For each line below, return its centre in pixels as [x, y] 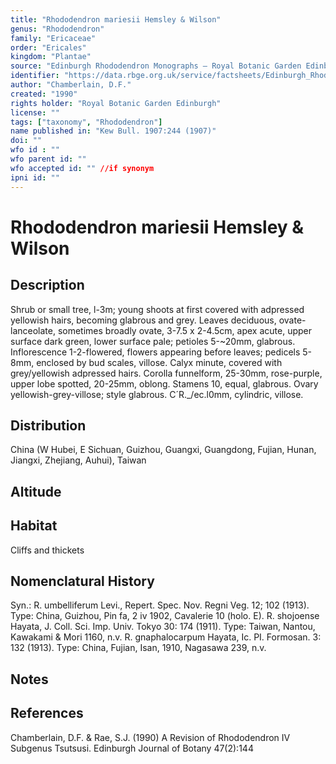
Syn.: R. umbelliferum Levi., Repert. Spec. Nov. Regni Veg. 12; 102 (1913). [160, 605]
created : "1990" [44, 94]
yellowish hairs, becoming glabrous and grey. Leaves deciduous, [143, 320]
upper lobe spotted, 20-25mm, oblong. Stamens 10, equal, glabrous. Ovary [164, 383]
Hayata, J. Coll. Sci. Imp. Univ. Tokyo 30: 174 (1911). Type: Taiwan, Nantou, [163, 627]
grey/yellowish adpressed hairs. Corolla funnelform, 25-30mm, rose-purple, [166, 373]
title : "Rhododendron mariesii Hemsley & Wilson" [116, 19]
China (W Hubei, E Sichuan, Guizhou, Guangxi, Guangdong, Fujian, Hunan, [163, 450]
